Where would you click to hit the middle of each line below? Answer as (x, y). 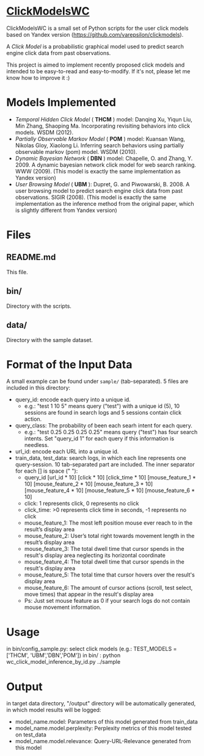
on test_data (31, 735)
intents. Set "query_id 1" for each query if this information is (99, 438)
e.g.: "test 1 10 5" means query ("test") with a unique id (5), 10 (102, 406)
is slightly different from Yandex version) (66, 210)
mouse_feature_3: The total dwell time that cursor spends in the (104, 549)
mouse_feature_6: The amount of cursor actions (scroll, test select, (108, 588)
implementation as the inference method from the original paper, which (104, 203)
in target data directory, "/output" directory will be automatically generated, (101, 703)
